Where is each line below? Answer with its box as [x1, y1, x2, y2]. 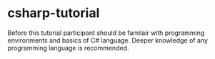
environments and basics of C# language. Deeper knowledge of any [7, 36, 209, 44]
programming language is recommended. [7, 43, 129, 52]
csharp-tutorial [7, 5, 100, 21]
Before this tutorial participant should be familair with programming [7, 28, 205, 37]
